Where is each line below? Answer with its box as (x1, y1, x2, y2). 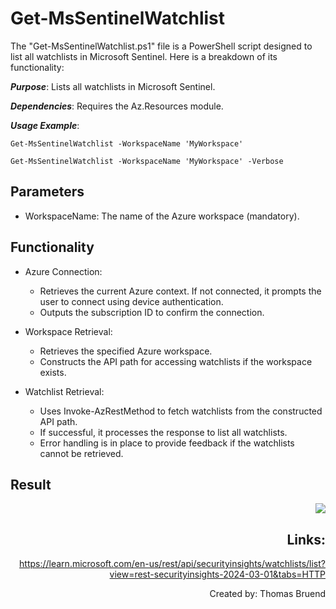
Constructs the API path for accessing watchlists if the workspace (39, 355, 313, 367)
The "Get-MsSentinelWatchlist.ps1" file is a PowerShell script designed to (10, 40, 313, 52)
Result (10, 476, 52, 493)
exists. (39, 366, 67, 378)
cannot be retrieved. (39, 447, 124, 459)
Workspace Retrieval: (24, 325, 113, 337)
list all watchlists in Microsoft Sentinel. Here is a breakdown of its (10, 50, 278, 62)
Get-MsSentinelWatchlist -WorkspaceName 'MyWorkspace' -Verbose (10, 156, 284, 166)
